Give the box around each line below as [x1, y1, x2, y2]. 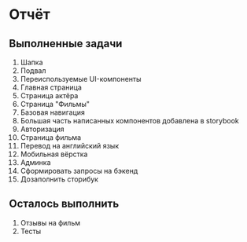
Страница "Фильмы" [20, 100, 90, 108]
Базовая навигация [20, 108, 86, 117]
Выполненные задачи [9, 37, 123, 50]
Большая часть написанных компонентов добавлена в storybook [20, 116, 239, 125]
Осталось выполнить [9, 197, 120, 211]
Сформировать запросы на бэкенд [20, 167, 138, 175]
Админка [20, 158, 51, 167]
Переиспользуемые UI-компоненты [20, 75, 142, 83]
